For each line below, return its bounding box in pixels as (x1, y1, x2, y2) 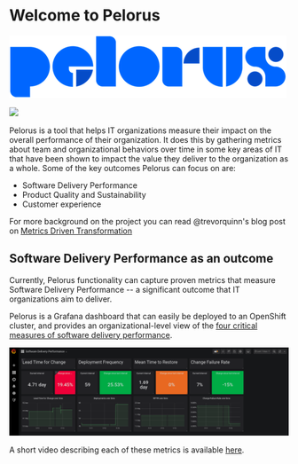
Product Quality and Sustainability (21, 189, 146, 200)
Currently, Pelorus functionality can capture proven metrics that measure (9, 274, 277, 285)
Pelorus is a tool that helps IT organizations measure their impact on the (9, 125, 272, 136)
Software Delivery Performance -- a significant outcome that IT (9, 284, 240, 295)
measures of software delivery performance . (9, 329, 173, 340)
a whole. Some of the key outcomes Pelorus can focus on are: (9, 162, 237, 173)
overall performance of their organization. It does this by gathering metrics (9, 134, 282, 145)
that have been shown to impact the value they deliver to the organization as (9, 153, 289, 164)
